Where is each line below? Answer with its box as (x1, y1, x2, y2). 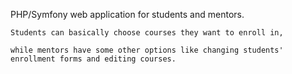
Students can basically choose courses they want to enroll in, (10, 28, 284, 38)
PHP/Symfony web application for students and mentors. (10, 9, 245, 20)
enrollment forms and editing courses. (10, 54, 177, 64)
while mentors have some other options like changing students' (10, 45, 284, 55)
